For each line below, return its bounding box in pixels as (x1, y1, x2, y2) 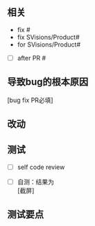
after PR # (17, 54, 46, 62)
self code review (17, 163, 65, 171)
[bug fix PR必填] (7, 96, 53, 104)
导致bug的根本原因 (7, 76, 89, 88)
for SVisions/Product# (17, 40, 81, 49)
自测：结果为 (17, 177, 54, 186)
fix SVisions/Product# (17, 33, 80, 41)
